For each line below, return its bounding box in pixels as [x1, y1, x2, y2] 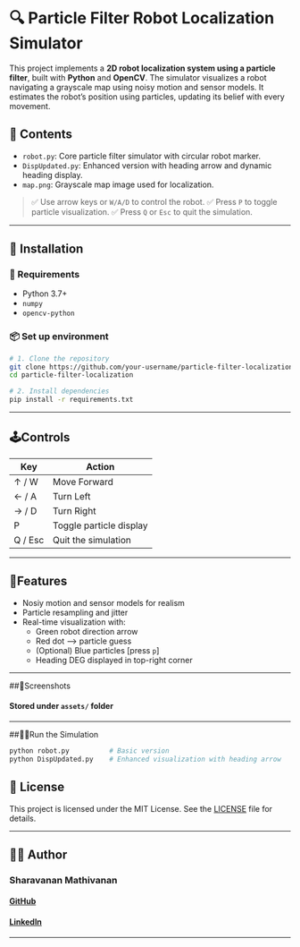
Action [86, 460, 115, 473]
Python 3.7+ [21, 288, 68, 299]
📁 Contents [9, 127, 73, 142]
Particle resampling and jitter [21, 607, 129, 618]
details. [9, 813, 37, 823]
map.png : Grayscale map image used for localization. [21, 179, 214, 190]
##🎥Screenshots [9, 680, 71, 691]
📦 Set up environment [9, 330, 109, 343]
